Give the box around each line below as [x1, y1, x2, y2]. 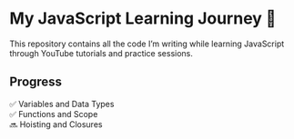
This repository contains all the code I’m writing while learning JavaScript [9, 38, 285, 49]
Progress [9, 74, 62, 90]
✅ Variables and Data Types [9, 98, 115, 109]
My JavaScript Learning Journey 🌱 [9, 8, 277, 29]
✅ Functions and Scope [9, 108, 98, 119]
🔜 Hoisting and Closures [9, 118, 103, 130]
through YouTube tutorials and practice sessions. [9, 47, 194, 58]
